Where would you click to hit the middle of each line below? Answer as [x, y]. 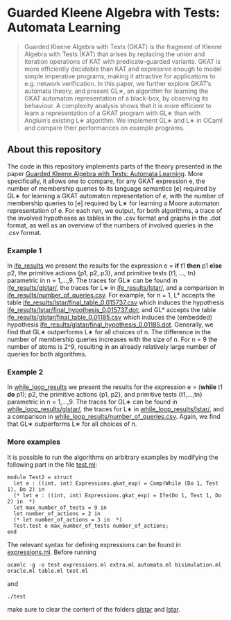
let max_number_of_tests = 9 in [60, 508]
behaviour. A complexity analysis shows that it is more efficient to [118, 105]
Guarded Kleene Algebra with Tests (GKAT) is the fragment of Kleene [123, 46]
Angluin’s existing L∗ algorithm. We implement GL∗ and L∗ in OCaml [123, 120]
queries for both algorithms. [47, 354]
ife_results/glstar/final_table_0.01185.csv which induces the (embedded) [110, 318]
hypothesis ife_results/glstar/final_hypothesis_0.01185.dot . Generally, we [110, 325]
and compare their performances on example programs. [104, 128]
